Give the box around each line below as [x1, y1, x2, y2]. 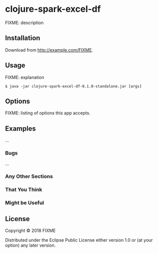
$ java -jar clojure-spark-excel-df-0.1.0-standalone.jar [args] [5, 84, 142, 89]
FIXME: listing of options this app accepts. [5, 110, 91, 116]
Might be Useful [5, 199, 44, 206]
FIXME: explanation [5, 74, 44, 80]
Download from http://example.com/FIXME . [5, 47, 94, 53]
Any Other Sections [5, 173, 53, 180]
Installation [5, 34, 40, 42]
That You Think [5, 186, 42, 193]
